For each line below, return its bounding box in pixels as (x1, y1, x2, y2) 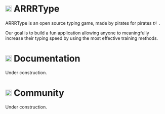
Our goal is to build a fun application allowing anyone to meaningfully (5, 30, 149, 36)
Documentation (13, 53, 80, 65)
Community (13, 87, 64, 99)
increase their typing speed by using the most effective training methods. (5, 35, 158, 41)
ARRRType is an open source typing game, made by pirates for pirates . (5, 20, 160, 26)
